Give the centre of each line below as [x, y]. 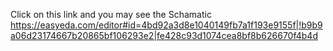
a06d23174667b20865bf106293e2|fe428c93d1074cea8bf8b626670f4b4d [164, 35]
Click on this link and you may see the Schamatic [111, 14]
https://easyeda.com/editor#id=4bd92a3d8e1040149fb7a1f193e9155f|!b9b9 [166, 25]
